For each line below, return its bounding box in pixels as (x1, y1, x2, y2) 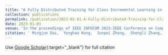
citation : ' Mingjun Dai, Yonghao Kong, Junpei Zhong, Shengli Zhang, (5, 30, 162, 35)
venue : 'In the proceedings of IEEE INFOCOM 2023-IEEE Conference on (5, 26, 153, 31)
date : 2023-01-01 (5, 21, 41, 26)
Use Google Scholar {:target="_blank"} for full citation (5, 44, 115, 50)
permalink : (5, 16, 28, 21)
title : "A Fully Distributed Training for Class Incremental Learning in (5, 7, 162, 12)
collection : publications (5, 12, 59, 17)
